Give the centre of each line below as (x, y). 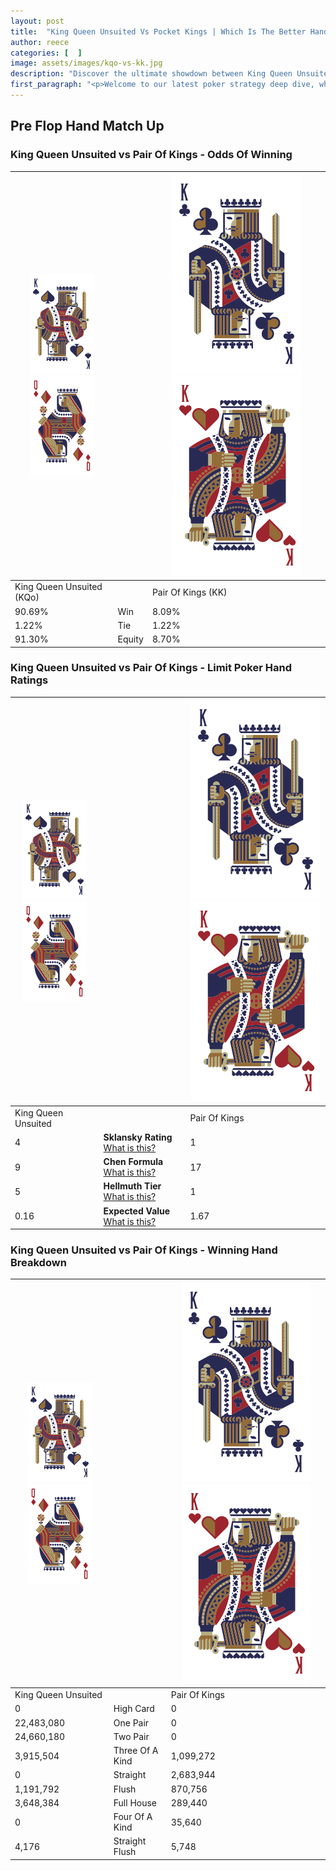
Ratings (29, 680)
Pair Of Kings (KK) (189, 592)
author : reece (40, 42)
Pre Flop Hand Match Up (87, 126)
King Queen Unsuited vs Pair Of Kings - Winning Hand (144, 1250)
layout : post (37, 21)
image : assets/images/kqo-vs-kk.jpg (86, 63)
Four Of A (133, 1817)
